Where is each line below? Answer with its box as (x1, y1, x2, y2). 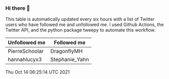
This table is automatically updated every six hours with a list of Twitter (5, 16, 155, 22)
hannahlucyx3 (8, 56, 42, 63)
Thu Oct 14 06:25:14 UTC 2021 (5, 69, 70, 75)
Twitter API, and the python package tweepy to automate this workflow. (5, 27, 156, 33)
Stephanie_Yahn (50, 56, 89, 63)
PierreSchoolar (8, 48, 44, 55)
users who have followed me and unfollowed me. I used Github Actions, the (5, 21, 164, 28)
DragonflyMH (50, 48, 83, 55)
